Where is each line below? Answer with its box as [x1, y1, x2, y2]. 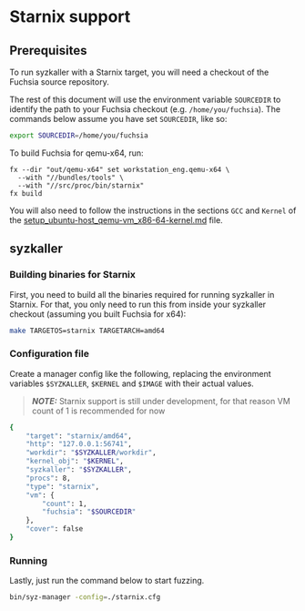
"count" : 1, [42, 499, 88, 508]
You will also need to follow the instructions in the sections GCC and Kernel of [9, 205, 297, 216]
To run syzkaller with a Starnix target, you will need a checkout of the [9, 66, 269, 77]
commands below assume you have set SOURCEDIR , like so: [9, 114, 228, 124]
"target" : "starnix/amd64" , [25, 431, 132, 441]
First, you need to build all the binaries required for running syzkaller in [9, 289, 275, 300]
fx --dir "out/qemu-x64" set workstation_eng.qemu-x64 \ [9, 165, 230, 174]
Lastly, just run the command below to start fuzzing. [9, 575, 205, 586]
